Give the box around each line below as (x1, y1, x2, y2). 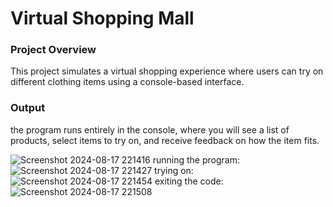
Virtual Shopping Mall (10, 7, 195, 30)
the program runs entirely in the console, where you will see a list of (10, 123, 290, 136)
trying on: (154, 164, 194, 176)
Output (10, 101, 46, 115)
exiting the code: (154, 175, 224, 187)
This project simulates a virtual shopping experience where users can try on (10, 65, 324, 77)
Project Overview (10, 43, 97, 57)
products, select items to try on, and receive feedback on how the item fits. (10, 134, 320, 146)
